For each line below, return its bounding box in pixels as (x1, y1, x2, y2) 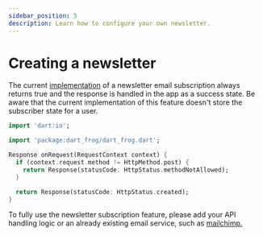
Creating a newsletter (8, 54, 157, 72)
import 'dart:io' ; (8, 122, 70, 130)
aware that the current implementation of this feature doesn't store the (8, 97, 243, 107)
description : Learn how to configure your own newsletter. (8, 19, 211, 27)
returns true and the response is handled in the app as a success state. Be (8, 89, 256, 99)
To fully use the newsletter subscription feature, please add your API (8, 210, 236, 220)
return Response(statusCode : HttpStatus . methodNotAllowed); (23, 166, 229, 174)
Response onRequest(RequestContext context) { (8, 151, 168, 159)
